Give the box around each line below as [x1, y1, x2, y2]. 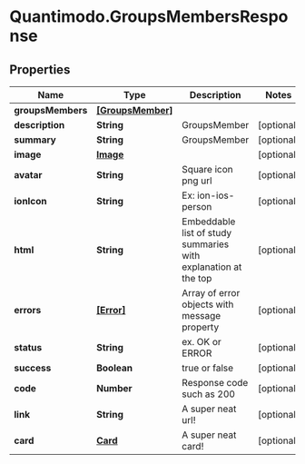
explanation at [181, 261, 242, 273]
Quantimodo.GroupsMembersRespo [9, 6, 289, 27]
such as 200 [181, 388, 236, 400]
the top [181, 272, 212, 284]
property [181, 321, 220, 333]
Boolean [96, 361, 133, 374]
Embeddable [181, 215, 236, 228]
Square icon [181, 163, 233, 175]
